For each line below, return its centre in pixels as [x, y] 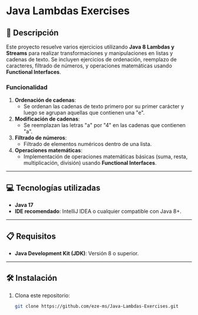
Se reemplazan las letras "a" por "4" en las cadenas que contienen [104, 125]
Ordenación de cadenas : [45, 100]
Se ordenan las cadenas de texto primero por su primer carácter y [104, 106]
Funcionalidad [27, 87]
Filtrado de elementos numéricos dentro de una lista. [88, 144]
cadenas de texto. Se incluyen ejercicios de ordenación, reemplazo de [91, 59]
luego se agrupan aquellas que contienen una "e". [84, 113]
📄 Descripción [32, 33]
